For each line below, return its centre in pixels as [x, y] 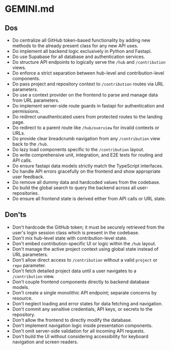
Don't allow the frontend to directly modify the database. [72, 320]
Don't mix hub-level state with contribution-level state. [70, 238]
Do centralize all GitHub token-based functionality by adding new [81, 40]
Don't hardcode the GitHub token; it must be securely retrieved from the [88, 227]
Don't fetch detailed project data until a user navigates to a [74, 271]
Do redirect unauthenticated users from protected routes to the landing [87, 117]
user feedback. [28, 177]
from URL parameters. [36, 100]
